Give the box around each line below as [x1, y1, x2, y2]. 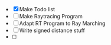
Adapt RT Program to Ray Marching [19, 20, 106, 27]
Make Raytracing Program [19, 13, 83, 20]
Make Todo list [19, 6, 55, 12]
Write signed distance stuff [19, 27, 86, 34]
